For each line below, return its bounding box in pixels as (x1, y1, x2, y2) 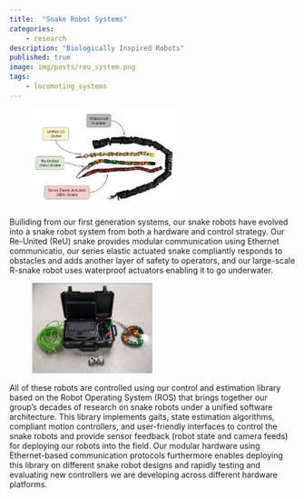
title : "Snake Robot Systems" (9, 15, 128, 24)
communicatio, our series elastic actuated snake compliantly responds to (9, 245, 283, 256)
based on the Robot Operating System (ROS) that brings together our (9, 392, 268, 404)
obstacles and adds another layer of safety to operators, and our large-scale (9, 254, 296, 265)
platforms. (9, 479, 48, 490)
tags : (9, 73, 30, 82)
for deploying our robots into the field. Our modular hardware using (9, 441, 260, 452)
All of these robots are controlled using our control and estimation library (9, 383, 281, 394)
